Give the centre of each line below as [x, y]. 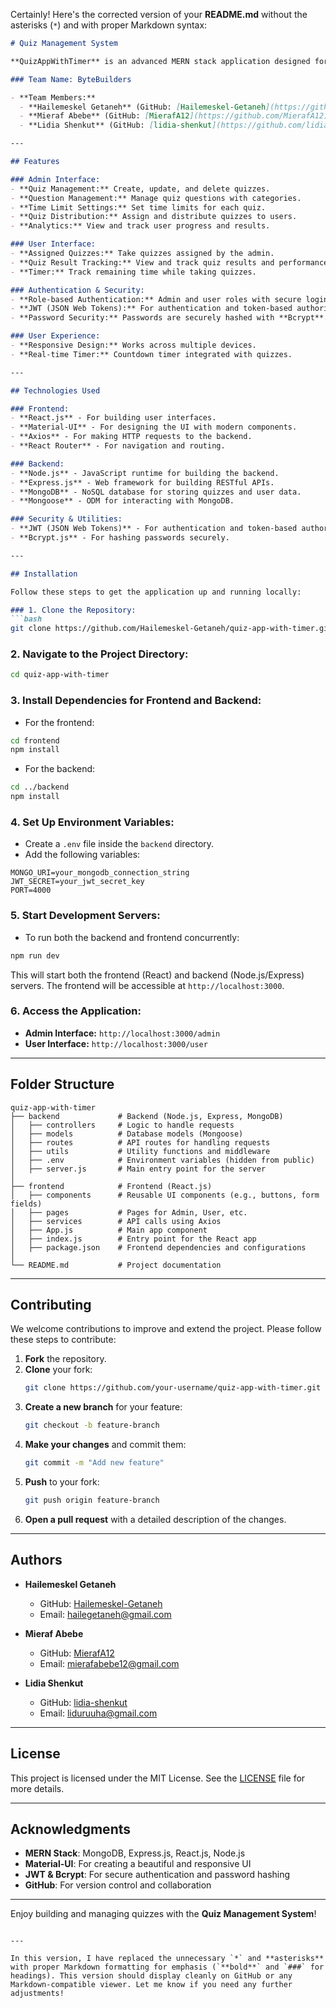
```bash [26, 619]
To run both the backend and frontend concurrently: [132, 937]
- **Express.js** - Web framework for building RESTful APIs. [142, 482]
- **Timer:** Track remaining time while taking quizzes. [133, 272]
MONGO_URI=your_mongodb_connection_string [100, 873]
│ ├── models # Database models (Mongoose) [127, 1134]
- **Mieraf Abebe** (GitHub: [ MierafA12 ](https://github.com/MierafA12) [174, 116]
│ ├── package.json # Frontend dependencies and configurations [158, 1247]
